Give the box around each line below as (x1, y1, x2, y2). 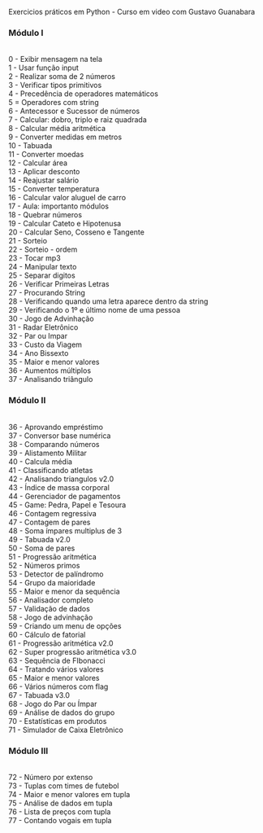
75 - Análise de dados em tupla (8, 798, 113, 808)
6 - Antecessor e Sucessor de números (8, 106, 140, 116)
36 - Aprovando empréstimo (8, 422, 104, 432)
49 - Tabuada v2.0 (8, 534, 71, 544)
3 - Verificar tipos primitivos (8, 81, 102, 90)
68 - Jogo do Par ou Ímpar (8, 699, 97, 708)
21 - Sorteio (8, 236, 47, 246)
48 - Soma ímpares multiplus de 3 (8, 525, 123, 536)
